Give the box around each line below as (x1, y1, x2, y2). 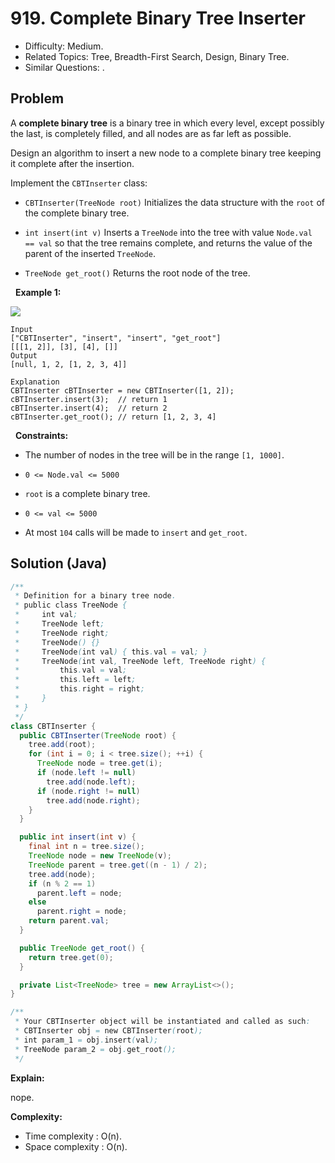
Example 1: (14, 286, 62, 298)
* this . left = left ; (14, 675, 137, 685)
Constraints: (14, 429, 69, 441)
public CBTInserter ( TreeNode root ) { (19, 730, 177, 741)
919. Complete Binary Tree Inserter (10, 7, 306, 30)
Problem (10, 90, 65, 107)
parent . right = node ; (36, 907, 128, 917)
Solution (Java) (10, 555, 108, 572)
